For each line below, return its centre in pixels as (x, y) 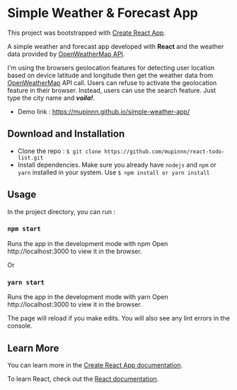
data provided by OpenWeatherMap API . (66, 54)
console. (20, 326)
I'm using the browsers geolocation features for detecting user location (111, 67)
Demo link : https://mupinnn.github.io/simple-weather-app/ (103, 111)
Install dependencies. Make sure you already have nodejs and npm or (117, 165)
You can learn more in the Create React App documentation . (95, 365)
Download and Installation (66, 134)
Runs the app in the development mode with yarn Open (88, 297)
